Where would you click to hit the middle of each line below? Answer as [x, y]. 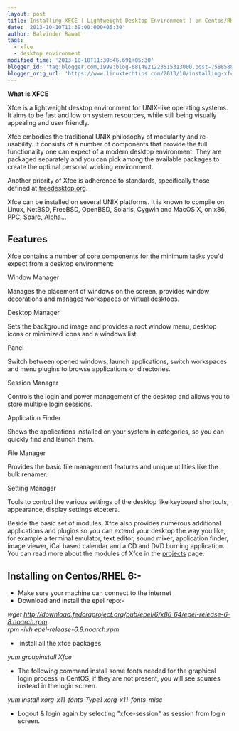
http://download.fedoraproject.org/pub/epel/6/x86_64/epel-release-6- [127, 614]
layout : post [27, 14]
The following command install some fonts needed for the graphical [117, 671]
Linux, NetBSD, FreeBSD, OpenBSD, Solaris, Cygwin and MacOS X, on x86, [117, 209]
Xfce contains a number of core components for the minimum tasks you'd [116, 256]
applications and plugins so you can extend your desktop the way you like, [117, 531]
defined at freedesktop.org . [48, 188]
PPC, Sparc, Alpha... [37, 217]
